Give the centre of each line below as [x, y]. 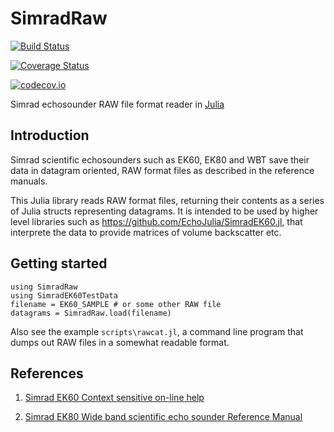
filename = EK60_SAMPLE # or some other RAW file [116, 304]
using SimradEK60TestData [64, 295]
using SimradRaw [44, 287]
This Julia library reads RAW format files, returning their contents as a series [167, 200]
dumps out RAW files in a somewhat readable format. [120, 342]
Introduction [50, 135]
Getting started [59, 263]
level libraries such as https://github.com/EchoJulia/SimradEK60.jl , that [156, 221]
